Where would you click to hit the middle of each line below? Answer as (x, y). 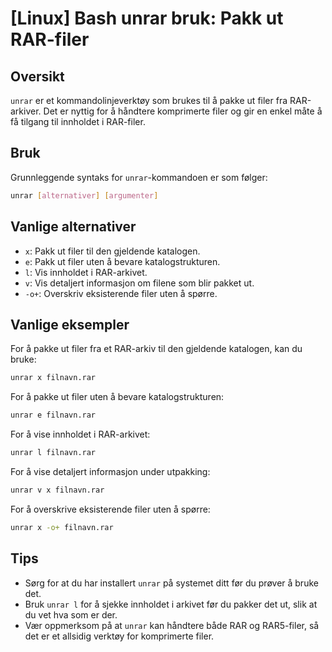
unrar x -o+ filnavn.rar (62, 527)
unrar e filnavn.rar (53, 415)
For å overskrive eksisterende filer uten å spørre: (110, 509)
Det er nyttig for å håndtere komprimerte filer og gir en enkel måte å (183, 111)
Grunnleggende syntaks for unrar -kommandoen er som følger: (139, 177)
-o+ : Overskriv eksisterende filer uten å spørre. (121, 293)
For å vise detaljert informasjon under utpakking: (110, 471)
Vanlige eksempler (70, 324)
